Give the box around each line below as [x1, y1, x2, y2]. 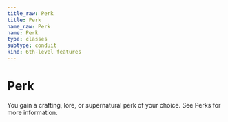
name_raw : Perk [7, 23, 51, 30]
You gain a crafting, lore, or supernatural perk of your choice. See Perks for [7, 101, 221, 109]
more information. [7, 108, 58, 116]
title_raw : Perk [7, 10, 54, 17]
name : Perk [7, 29, 39, 37]
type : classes [7, 36, 48, 43]
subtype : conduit [7, 42, 57, 49]
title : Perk [7, 17, 41, 23]
